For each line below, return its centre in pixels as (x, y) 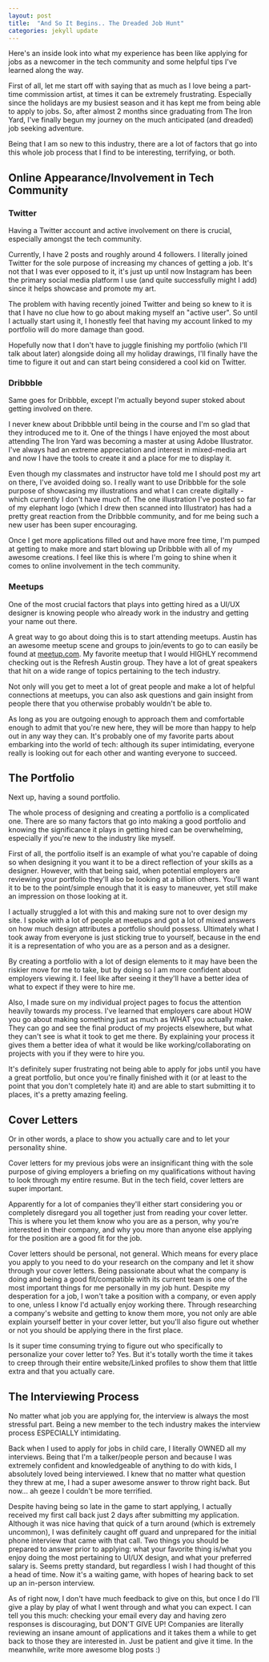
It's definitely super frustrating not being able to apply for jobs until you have (134, 1069)
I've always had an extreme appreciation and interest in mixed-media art (127, 450)
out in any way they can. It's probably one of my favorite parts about (121, 736)
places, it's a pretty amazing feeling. (68, 1095)
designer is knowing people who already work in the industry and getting (129, 613)
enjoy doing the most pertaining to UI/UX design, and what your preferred (130, 1558)
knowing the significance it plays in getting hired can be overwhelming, (126, 830)
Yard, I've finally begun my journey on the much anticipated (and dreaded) (131, 120)
